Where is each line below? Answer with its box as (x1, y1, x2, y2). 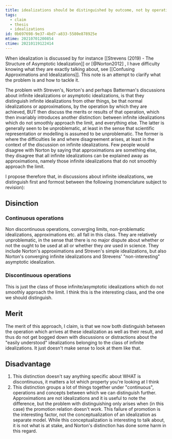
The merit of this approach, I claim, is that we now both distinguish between (5, 323, 165, 329)
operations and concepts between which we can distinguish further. (12, 390, 157, 396)
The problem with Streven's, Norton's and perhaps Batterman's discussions (5, 87, 165, 93)
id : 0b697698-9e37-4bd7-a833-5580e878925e (5, 31, 97, 36)
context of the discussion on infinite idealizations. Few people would (5, 141, 149, 148)
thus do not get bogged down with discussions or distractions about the (5, 334, 157, 340)
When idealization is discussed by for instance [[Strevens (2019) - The (5, 55, 154, 61)
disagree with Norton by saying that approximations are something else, (5, 147, 157, 153)
